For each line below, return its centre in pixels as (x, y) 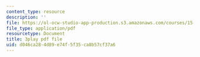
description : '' (26, 17)
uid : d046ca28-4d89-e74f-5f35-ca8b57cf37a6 (61, 45)
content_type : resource (36, 12)
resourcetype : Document (36, 34)
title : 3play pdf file (34, 39)
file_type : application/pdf (41, 28)
